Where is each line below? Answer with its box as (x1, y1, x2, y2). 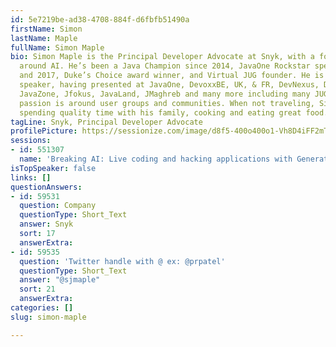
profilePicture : (10, 126, 78, 136)
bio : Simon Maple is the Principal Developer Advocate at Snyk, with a (10, 52, 315, 62)
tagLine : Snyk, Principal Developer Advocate (10, 117, 203, 127)
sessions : (10, 136, 52, 146)
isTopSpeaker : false (10, 163, 97, 173)
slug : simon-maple (10, 312, 87, 322)
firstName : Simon (10, 24, 83, 34)
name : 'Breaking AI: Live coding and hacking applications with (19, 154, 293, 164)
